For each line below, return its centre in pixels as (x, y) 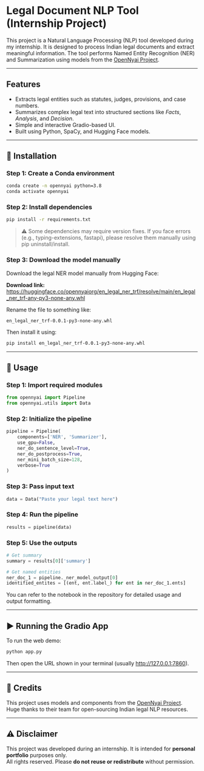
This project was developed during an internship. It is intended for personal (101, 749)
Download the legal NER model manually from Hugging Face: (83, 273)
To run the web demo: (34, 640)
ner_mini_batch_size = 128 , (50, 460)
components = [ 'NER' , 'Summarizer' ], (62, 437)
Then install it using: (31, 332)
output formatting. (29, 601)
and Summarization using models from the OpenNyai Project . (83, 59)
